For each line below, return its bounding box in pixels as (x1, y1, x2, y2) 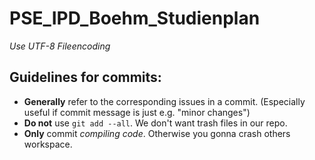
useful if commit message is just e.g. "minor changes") (23, 106, 251, 118)
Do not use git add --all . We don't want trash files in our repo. (23, 117, 288, 129)
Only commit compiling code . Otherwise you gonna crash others (23, 127, 291, 139)
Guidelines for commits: (9, 69, 162, 86)
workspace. (23, 138, 73, 150)
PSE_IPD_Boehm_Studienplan (9, 7, 261, 30)
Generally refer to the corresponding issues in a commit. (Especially (23, 95, 306, 107)
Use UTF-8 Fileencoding (9, 40, 111, 52)
